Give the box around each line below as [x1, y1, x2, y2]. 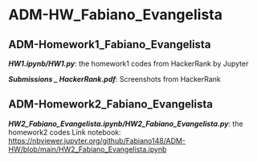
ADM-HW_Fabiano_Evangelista [8, 6, 223, 24]
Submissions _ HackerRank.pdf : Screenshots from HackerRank [8, 75, 221, 83]
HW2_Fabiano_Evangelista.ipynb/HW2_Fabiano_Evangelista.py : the [8, 119, 243, 128]
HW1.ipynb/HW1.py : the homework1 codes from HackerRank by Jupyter [8, 59, 249, 68]
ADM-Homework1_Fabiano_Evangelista [8, 38, 211, 51]
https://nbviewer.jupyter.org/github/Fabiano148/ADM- [8, 136, 186, 145]
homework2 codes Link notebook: [8, 127, 122, 137]
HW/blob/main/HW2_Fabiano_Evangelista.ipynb [8, 144, 167, 154]
